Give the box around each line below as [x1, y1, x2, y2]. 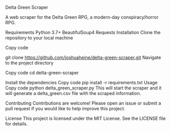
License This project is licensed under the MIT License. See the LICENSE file [5, 115, 166, 121]
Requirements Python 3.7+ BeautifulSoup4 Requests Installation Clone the [5, 29, 161, 35]
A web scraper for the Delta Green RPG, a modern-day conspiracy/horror [5, 14, 159, 20]
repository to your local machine [5, 35, 73, 41]
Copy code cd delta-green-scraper [5, 70, 79, 76]
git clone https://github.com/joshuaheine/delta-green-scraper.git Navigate [5, 54, 161, 60]
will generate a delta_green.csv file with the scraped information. [5, 90, 141, 96]
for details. [5, 121, 28, 126]
